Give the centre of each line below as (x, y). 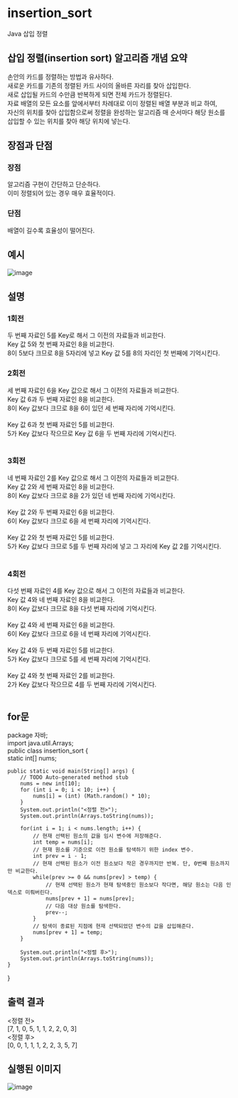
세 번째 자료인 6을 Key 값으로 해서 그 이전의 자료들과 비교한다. (93, 390)
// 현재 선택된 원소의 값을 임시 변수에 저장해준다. (97, 836)
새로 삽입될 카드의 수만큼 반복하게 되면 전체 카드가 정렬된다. (90, 95)
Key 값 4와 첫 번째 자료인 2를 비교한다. (61, 676)
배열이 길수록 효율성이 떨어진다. (51, 230)
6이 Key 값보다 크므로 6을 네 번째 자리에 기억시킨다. (79, 634)
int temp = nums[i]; (63, 842)
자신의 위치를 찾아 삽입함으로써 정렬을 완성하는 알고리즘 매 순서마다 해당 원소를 (117, 112)
